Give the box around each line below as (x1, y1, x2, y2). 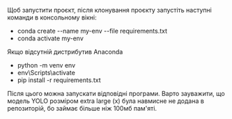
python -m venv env (17, 61, 75, 69)
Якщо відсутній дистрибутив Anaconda (7, 48, 123, 56)
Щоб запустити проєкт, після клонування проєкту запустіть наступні (7, 6, 212, 14)
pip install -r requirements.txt (17, 76, 101, 84)
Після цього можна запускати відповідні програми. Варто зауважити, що (7, 90, 225, 97)
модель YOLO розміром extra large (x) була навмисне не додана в (7, 97, 204, 105)
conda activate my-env (17, 34, 84, 42)
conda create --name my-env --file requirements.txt (17, 27, 168, 35)
